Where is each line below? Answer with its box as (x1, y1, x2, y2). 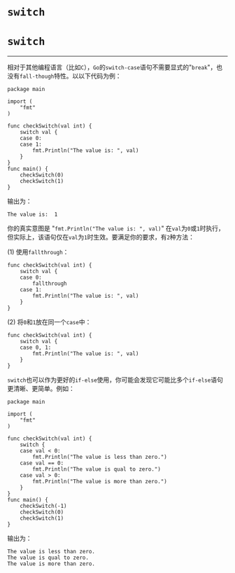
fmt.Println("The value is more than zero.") (32, 478, 168, 485)
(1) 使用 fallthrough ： (7, 248, 69, 256)
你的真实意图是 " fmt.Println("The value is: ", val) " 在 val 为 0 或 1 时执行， (7, 224, 225, 233)
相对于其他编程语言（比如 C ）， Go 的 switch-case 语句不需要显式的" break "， (7, 63, 217, 71)
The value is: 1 (7, 211, 58, 219)
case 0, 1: (20, 344, 52, 352)
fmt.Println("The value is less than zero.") (32, 454, 168, 461)
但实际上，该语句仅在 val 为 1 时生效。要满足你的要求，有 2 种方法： (7, 233, 194, 242)
